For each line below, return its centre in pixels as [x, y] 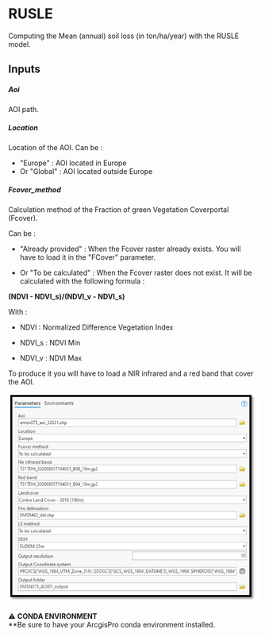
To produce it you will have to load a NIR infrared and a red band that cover [131, 373]
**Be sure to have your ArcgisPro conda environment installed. [112, 624]
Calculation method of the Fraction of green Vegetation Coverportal [119, 210]
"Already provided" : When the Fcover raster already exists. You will [130, 249]
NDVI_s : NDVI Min [50, 343]
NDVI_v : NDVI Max [51, 358]
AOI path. [24, 110]
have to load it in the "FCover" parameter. [88, 257]
